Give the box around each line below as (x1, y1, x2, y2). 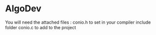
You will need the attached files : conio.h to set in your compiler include (5, 19, 151, 25)
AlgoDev (5, 3, 42, 14)
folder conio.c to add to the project (5, 24, 76, 30)
